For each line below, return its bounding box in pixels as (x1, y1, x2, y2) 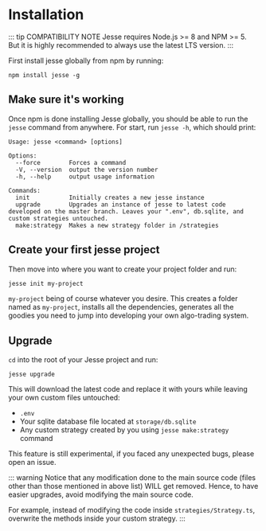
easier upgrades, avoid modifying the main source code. (8, 490, 194, 499)
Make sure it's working (8, 93, 124, 107)
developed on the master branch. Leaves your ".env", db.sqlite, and (8, 207, 244, 216)
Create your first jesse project (8, 243, 160, 256)
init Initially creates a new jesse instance (15, 193, 205, 201)
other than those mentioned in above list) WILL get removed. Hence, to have (8, 482, 259, 491)
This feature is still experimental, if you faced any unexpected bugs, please (8, 449, 255, 459)
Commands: (8, 186, 41, 194)
